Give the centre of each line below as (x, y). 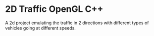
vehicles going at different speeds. (40, 28)
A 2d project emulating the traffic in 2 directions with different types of (77, 23)
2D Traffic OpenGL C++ (54, 9)
